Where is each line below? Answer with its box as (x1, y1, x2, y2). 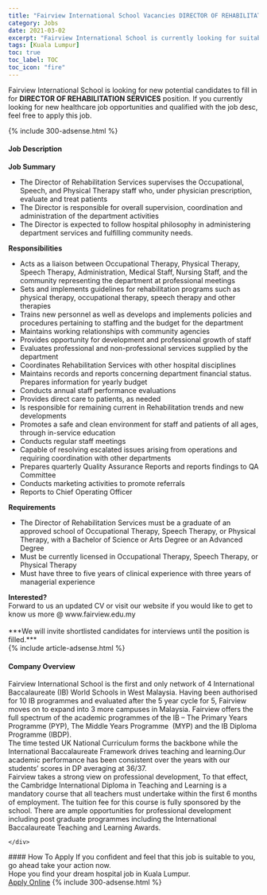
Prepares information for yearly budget (19, 377, 148, 387)
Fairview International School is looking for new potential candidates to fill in (8, 85, 257, 95)
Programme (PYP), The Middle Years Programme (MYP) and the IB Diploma (8, 722, 257, 731)
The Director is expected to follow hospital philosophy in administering (19, 220, 251, 229)
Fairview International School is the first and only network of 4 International (8, 679, 255, 689)
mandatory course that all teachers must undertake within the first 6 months (8, 789, 257, 799)
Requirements (8, 502, 56, 512)
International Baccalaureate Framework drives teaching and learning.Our (8, 747, 246, 757)
